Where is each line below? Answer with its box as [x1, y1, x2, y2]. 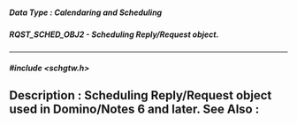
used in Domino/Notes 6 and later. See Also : [9, 102, 260, 117]
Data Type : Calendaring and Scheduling [9, 7, 163, 18]
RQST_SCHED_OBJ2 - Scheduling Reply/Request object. [9, 29, 219, 40]
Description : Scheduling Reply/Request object [9, 88, 272, 103]
